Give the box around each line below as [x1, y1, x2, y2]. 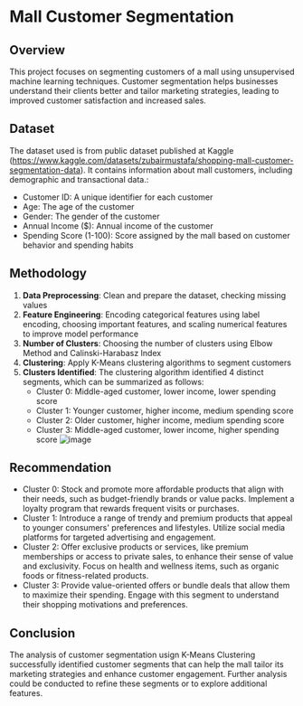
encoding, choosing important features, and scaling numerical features [22, 318, 288, 329]
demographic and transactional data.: [9, 174, 149, 184]
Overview [9, 42, 66, 58]
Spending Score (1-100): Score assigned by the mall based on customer [22, 230, 291, 240]
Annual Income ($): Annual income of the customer [22, 220, 214, 231]
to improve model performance [22, 328, 138, 339]
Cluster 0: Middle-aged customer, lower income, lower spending [35, 386, 276, 397]
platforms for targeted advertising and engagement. [22, 532, 216, 543]
